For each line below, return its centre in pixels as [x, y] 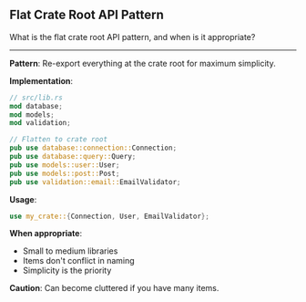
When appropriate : [46, 234]
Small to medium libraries [70, 251]
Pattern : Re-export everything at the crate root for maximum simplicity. [143, 63]
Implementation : [41, 80]
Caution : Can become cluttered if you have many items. [114, 288]
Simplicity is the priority [67, 271]
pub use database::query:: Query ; [73, 157]
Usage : [23, 199]
